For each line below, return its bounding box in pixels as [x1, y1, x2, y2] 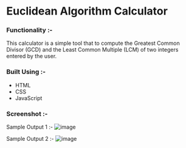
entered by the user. [6, 53, 57, 60]
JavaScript [15, 94, 43, 101]
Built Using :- [6, 68, 46, 76]
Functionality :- [6, 26, 53, 35]
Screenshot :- [6, 109, 48, 118]
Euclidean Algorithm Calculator [6, 4, 168, 18]
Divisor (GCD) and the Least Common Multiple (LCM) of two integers [6, 46, 179, 53]
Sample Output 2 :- [6, 135, 55, 143]
